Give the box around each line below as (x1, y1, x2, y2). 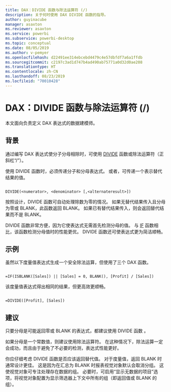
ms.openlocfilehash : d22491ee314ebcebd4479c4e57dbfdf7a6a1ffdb (5, 55, 143, 60)
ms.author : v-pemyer (5, 50, 50, 55)
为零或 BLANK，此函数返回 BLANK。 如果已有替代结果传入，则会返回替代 (5, 205, 160, 211)
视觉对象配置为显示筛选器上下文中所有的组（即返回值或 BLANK (18, 375, 152, 381)
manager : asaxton (5, 21, 42, 27)
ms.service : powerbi (5, 31, 50, 36)
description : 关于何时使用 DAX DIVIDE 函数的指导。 (5, 12, 108, 17)
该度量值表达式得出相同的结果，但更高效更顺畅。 (5, 283, 108, 290)
